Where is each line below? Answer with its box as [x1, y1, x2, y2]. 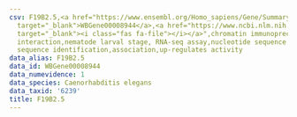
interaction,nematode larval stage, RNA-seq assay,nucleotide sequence [17, 37, 287, 47]
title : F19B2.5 [9, 94, 65, 104]
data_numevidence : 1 [9, 70, 86, 79]
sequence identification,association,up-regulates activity [17, 46, 243, 55]
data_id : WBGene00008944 [9, 62, 101, 71]
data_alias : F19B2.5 [9, 54, 86, 62]
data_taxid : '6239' [9, 86, 81, 95]
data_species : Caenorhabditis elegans [9, 78, 152, 87]
